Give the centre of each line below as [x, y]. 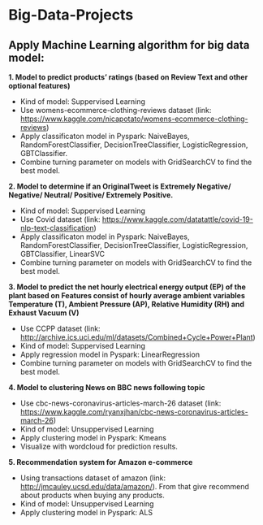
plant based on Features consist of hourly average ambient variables [127, 295]
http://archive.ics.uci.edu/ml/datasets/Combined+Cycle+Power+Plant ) [138, 337]
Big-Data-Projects [71, 15]
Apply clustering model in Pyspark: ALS [86, 512]
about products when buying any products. [92, 495]
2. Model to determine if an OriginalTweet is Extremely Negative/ [120, 186]
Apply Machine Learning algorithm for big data [129, 45]
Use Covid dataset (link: [60, 219]
